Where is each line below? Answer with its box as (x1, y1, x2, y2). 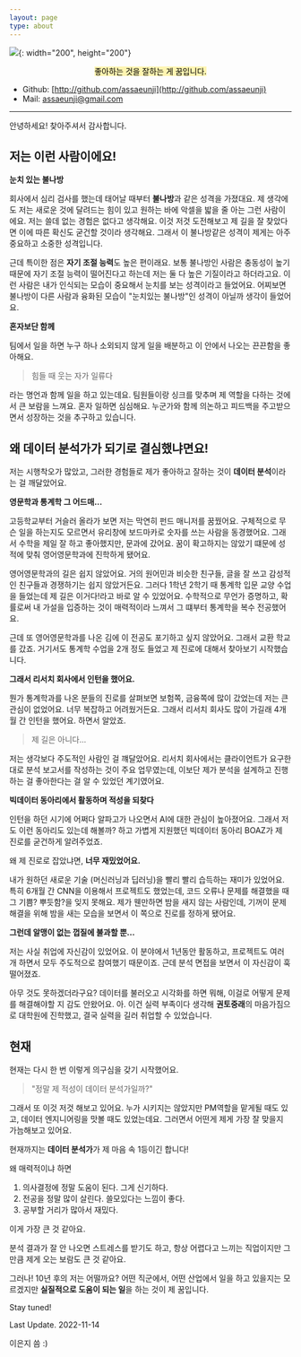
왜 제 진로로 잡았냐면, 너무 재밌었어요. (9, 856, 141, 866)
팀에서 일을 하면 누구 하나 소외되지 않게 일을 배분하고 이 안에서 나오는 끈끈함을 (9, 340, 282, 351)
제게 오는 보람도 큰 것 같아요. (25, 1253, 126, 1265)
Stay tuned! (9, 1301, 52, 1312)
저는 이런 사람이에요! (9, 149, 116, 164)
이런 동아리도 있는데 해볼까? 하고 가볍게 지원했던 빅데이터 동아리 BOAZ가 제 (18, 825, 283, 836)
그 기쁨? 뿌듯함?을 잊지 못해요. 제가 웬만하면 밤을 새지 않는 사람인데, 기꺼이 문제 (9, 897, 287, 908)
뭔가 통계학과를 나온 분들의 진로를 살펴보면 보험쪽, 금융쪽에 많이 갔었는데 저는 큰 (9, 692, 289, 704)
